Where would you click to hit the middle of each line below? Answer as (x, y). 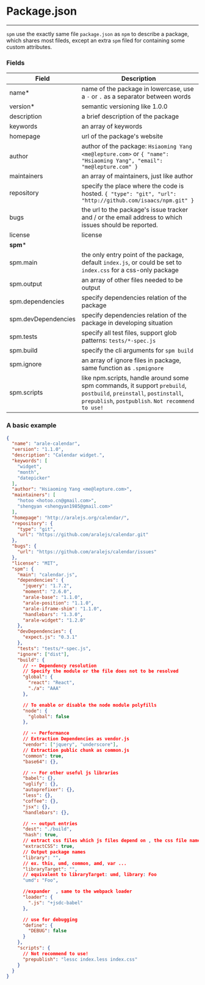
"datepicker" (34, 478)
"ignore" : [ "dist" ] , (43, 654)
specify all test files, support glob (129, 333)
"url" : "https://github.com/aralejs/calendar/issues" (87, 552)
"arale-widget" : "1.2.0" (54, 620)
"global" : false (49, 716)
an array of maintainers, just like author (137, 176)
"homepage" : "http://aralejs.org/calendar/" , (71, 518)
